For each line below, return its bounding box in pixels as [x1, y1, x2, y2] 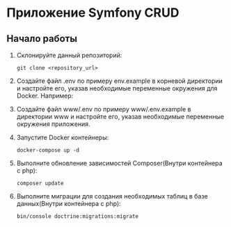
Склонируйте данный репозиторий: [16, 51, 122, 59]
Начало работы [6, 33, 78, 45]
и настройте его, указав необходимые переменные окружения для [16, 84, 218, 92]
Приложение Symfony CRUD [6, 5, 180, 21]
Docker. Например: [16, 92, 74, 100]
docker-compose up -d [16, 147, 79, 154]
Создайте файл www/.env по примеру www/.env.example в [16, 105, 191, 113]
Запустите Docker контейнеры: [16, 134, 109, 141]
